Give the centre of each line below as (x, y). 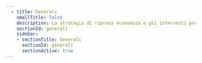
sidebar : (27, 34)
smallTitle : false (39, 17)
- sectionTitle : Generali (49, 40)
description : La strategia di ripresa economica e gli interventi (102, 23)
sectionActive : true (47, 51)
